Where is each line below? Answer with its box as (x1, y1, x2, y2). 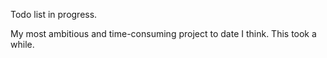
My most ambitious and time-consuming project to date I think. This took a (10, 28, 317, 39)
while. (10, 39, 35, 50)
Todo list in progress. (10, 9, 98, 20)
